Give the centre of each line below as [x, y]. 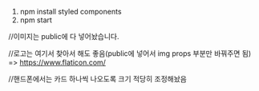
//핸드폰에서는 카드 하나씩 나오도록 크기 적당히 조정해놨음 [97, 79]
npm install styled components [71, 12]
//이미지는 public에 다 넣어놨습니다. [64, 36]
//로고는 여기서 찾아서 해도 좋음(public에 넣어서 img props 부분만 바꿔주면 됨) [130, 53]
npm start [36, 20]
